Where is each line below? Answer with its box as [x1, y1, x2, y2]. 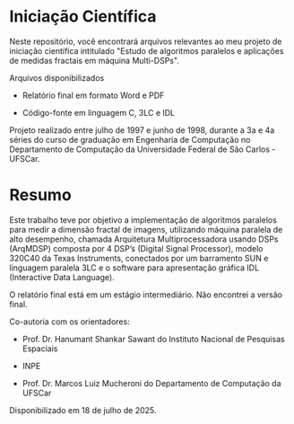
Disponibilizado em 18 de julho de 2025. [9, 404, 157, 415]
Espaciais [22, 343, 58, 354]
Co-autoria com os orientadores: [9, 316, 130, 327]
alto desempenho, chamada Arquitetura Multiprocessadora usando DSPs [9, 234, 279, 244]
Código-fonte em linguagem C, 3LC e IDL [22, 107, 176, 118]
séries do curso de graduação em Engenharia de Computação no [9, 134, 251, 145]
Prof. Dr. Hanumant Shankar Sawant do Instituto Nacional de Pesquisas [22, 333, 285, 344]
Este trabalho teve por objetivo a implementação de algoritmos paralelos [9, 214, 278, 225]
